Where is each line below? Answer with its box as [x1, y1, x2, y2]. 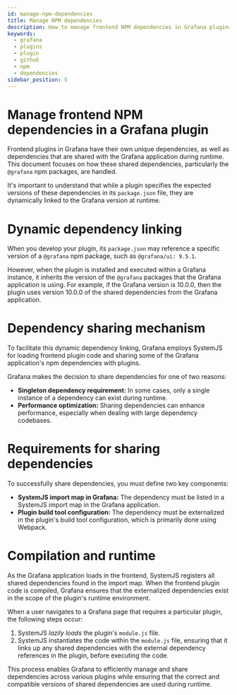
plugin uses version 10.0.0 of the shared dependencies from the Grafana [7, 288, 218, 297]
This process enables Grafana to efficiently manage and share [7, 665, 188, 674]
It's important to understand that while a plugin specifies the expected [7, 181, 212, 189]
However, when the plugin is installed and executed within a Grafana [7, 266, 206, 274]
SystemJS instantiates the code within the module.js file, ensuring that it [17, 636, 228, 645]
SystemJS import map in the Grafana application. [17, 501, 161, 509]
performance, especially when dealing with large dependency [17, 409, 197, 417]
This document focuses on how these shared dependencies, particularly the [7, 160, 229, 168]
